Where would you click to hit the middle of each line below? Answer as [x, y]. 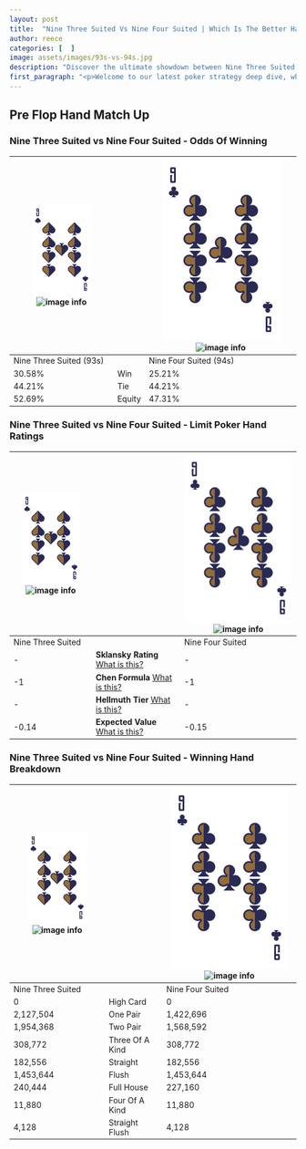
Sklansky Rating [127, 655]
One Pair [125, 1014]
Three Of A [129, 1040]
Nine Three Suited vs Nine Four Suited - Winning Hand [132, 758]
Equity [129, 399]
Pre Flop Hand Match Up [80, 115]
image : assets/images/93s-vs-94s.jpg [81, 58]
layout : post [34, 19]
